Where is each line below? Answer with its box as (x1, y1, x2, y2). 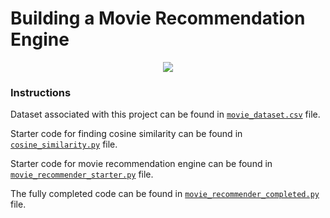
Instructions (10, 85, 72, 99)
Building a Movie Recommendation (10, 7, 306, 30)
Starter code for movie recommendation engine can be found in (10, 158, 273, 170)
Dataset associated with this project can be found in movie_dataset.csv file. (10, 108, 321, 121)
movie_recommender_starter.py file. (10, 168, 154, 181)
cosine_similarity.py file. (10, 138, 118, 151)
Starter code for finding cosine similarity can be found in (10, 128, 243, 140)
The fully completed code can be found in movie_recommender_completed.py (10, 188, 320, 200)
